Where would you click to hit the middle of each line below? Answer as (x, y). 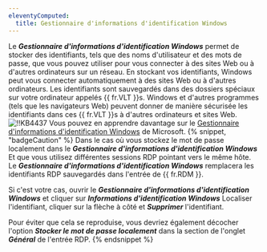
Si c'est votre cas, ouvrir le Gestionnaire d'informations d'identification (129, 189)
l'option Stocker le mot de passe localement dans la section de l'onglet (127, 230)
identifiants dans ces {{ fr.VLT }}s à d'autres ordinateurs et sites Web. (123, 114)
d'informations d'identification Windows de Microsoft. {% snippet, (117, 131)
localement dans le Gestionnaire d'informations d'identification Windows (133, 148)
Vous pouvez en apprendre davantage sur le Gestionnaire (144, 123)
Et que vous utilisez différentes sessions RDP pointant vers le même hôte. (130, 156)
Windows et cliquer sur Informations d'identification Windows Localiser (130, 198)
